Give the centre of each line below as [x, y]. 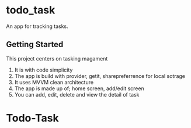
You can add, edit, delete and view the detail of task [77, 94]
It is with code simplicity [44, 70]
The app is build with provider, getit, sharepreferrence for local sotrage [100, 76]
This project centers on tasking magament [57, 58]
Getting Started [35, 45]
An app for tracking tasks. [37, 26]
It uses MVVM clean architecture [54, 82]
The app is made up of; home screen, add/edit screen [79, 88]
